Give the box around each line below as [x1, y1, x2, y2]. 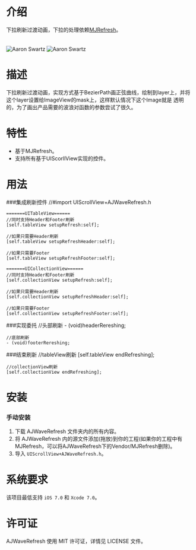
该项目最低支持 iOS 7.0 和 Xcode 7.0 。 [6, 494, 100, 501]
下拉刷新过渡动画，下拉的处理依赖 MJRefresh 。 [6, 26, 122, 33]
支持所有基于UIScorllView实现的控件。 [14, 155, 109, 162]
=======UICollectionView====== [6, 265, 84, 272]
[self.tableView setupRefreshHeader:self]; [6, 239, 116, 244]
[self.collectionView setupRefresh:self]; [6, 277, 113, 283]
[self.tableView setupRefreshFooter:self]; [6, 255, 116, 261]
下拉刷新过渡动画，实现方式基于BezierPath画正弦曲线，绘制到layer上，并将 [6, 88, 191, 96]
